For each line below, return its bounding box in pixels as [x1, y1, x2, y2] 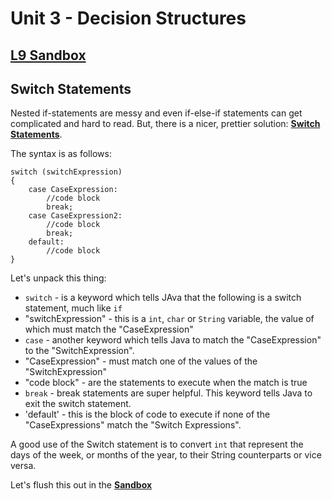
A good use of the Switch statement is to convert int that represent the [10, 438, 304, 451]
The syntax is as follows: [10, 148, 112, 160]
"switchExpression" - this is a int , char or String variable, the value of [24, 313, 315, 325]
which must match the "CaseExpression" [24, 323, 194, 336]
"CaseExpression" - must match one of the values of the [24, 355, 258, 367]
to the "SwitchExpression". [24, 345, 135, 357]
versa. [10, 460, 37, 472]
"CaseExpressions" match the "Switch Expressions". [24, 419, 242, 431]
